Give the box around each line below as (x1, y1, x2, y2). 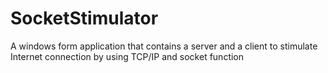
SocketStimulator (10, 7, 159, 30)
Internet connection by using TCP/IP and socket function (10, 50, 245, 62)
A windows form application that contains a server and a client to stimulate (10, 40, 318, 52)
